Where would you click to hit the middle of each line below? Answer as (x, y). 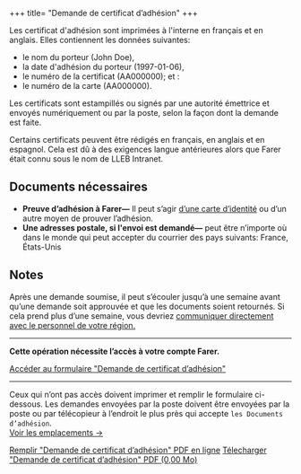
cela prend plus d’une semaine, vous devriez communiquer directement (142, 316)
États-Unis (42, 247)
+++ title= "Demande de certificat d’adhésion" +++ (104, 13)
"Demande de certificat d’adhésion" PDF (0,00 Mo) (103, 459)
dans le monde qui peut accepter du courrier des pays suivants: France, (155, 237)
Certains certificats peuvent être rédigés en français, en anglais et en (137, 140)
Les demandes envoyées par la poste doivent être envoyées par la (167, 404)
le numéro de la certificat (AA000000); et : (101, 76)
